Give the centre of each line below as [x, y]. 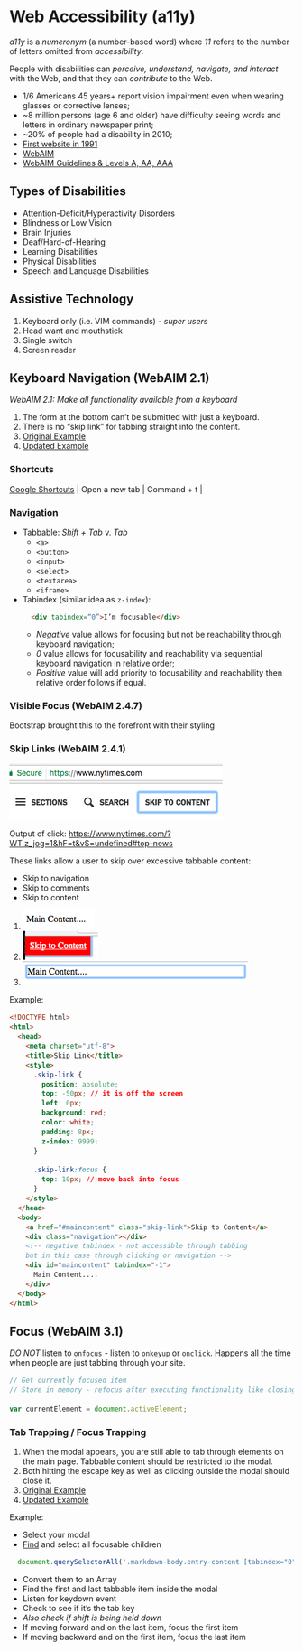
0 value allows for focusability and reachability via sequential [149, 653]
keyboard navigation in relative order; [105, 663]
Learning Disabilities [60, 251]
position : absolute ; [80, 1084]
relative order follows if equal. [91, 682]
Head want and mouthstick [73, 331]
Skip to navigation [56, 879]
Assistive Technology [72, 299]
